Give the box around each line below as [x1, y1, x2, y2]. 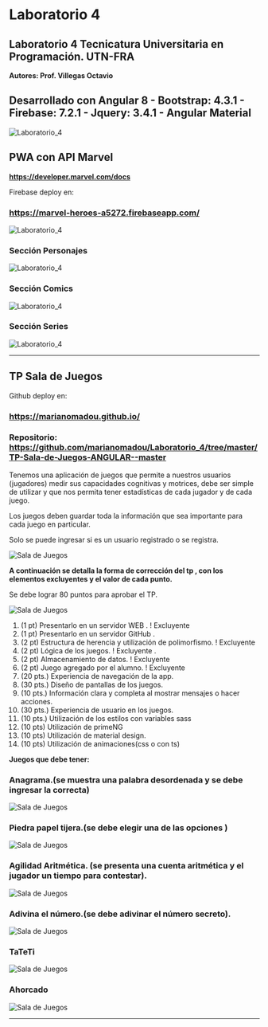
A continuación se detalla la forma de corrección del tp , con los [9, 566, 223, 575]
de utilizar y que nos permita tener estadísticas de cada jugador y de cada [9, 487, 253, 496]
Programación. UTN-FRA [9, 49, 134, 63]
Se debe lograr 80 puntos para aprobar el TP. [9, 590, 158, 599]
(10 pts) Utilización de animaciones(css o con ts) [20, 739, 181, 748]
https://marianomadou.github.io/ [9, 410, 141, 421]
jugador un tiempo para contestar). [9, 870, 148, 881]
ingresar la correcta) [9, 784, 90, 795]
